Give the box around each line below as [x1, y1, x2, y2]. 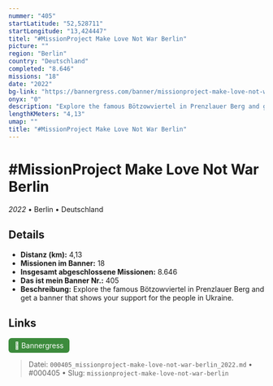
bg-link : [8, 87, 38, 96]
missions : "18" [8, 72, 60, 80]
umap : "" [8, 118, 38, 126]
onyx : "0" [8, 95, 42, 103]
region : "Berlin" [8, 50, 67, 58]
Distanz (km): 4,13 [19, 249, 83, 259]
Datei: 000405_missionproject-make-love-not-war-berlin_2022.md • [28, 359, 253, 370]
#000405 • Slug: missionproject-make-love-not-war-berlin [28, 368, 229, 378]
